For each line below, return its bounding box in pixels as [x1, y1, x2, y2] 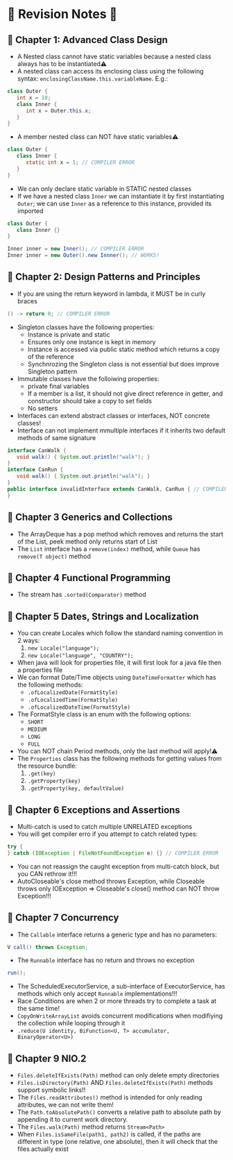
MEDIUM [27, 726, 47, 733]
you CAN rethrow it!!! [17, 869, 78, 877]
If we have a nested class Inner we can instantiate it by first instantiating [17, 192, 225, 200]
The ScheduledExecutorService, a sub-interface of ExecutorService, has [17, 982, 225, 991]
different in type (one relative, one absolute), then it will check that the [17, 1138, 218, 1146]
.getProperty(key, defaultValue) [27, 785, 125, 792]
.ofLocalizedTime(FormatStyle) [27, 697, 119, 704]
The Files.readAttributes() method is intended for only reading [17, 1093, 202, 1102]
